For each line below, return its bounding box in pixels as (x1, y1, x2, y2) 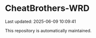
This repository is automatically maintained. (5, 28, 92, 33)
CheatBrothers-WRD (5, 3, 90, 14)
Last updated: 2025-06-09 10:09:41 (5, 19, 76, 24)
